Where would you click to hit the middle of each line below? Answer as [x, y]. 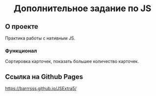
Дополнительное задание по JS [82, 9]
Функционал [21, 51]
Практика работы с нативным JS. [40, 38]
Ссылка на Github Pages [44, 77]
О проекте [22, 27]
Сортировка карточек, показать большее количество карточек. [72, 61]
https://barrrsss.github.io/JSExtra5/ [41, 89]
